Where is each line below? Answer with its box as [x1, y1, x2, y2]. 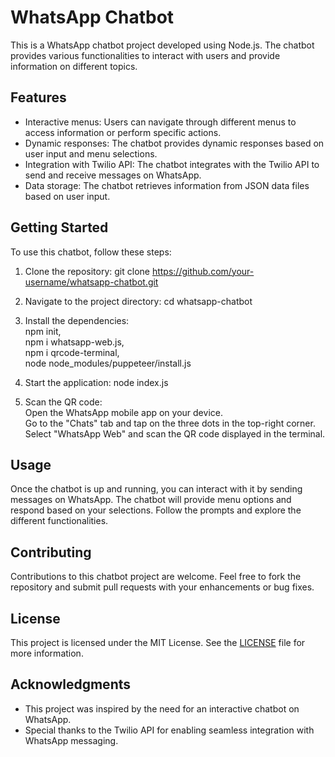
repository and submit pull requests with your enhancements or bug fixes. [10, 581, 315, 593]
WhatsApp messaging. [24, 734, 119, 746]
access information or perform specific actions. [24, 126, 222, 138]
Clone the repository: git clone [24, 265, 150, 277]
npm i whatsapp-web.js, [24, 336, 125, 348]
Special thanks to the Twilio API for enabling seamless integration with [24, 724, 315, 736]
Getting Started [10, 219, 109, 236]
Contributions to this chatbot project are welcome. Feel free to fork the [10, 571, 302, 583]
